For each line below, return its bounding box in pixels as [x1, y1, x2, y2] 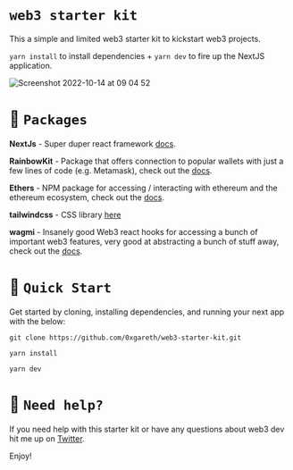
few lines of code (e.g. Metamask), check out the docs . [9, 164, 213, 176]
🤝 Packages [9, 109, 88, 130]
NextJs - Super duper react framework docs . [9, 138, 176, 149]
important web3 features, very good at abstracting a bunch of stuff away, [9, 236, 280, 247]
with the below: [9, 315, 66, 326]
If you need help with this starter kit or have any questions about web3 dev [9, 424, 285, 434]
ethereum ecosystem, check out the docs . [9, 191, 165, 203]
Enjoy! [9, 450, 33, 461]
